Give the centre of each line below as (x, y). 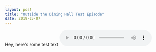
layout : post (18, 9)
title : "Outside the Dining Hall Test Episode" (55, 14)
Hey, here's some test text (31, 45)
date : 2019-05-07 (23, 18)
